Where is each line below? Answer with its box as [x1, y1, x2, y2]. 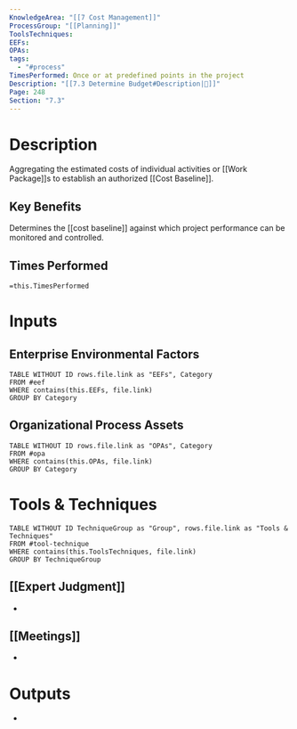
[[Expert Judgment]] [9, 579, 126, 594]
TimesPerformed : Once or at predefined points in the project [9, 71, 245, 80]
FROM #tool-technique [9, 539, 90, 548]
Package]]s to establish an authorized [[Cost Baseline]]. [9, 173, 214, 184]
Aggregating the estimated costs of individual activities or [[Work [9, 164, 247, 175]
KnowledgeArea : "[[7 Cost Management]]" [9, 12, 162, 22]
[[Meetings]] [9, 628, 81, 643]
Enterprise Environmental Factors [9, 347, 200, 362]
